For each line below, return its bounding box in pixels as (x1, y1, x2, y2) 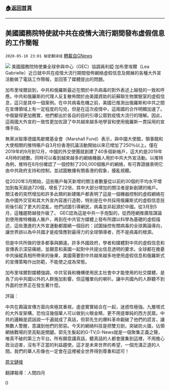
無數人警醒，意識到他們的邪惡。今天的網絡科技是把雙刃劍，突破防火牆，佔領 (5, 323, 165, 329)
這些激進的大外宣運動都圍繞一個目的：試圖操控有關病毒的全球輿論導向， (14, 223, 165, 229)
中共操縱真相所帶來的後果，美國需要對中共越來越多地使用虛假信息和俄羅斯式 (5, 253, 165, 259)
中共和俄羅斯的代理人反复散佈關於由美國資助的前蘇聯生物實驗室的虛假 (14, 93, 160, 99)
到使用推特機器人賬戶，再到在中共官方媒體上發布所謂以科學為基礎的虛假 (5, 217, 156, 223)
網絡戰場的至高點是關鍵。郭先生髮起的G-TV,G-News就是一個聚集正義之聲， (5, 329, 163, 335)
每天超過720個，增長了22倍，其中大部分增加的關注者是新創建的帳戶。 (14, 185, 161, 191)
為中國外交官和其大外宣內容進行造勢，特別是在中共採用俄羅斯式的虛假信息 (5, 197, 160, 203)
